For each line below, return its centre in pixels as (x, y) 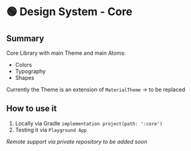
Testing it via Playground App (51, 130)
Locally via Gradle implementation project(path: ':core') (89, 123)
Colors (23, 65)
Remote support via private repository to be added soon (77, 141)
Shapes (25, 78)
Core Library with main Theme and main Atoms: (66, 53)
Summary (25, 38)
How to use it (32, 109)
